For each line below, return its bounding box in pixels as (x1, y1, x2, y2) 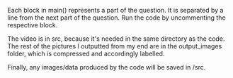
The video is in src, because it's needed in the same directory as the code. (7, 34, 225, 43)
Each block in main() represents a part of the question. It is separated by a (7, 6, 224, 14)
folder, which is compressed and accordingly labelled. (7, 49, 165, 58)
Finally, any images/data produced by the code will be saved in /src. (7, 63, 206, 71)
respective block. (7, 21, 58, 29)
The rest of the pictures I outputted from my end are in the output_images (7, 42, 222, 50)
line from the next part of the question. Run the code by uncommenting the (7, 13, 226, 22)
